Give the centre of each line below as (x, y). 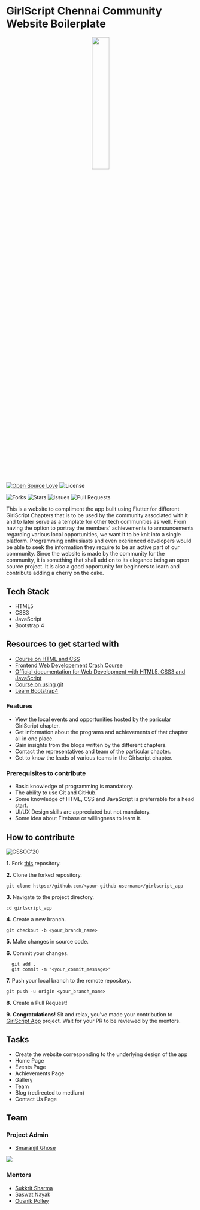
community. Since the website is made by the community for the (86, 553)
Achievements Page (40, 1073)
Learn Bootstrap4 (37, 690)
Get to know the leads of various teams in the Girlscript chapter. (94, 757)
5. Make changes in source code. (47, 941)
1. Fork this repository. (34, 863)
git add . (24, 964)
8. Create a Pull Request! (37, 1003)
